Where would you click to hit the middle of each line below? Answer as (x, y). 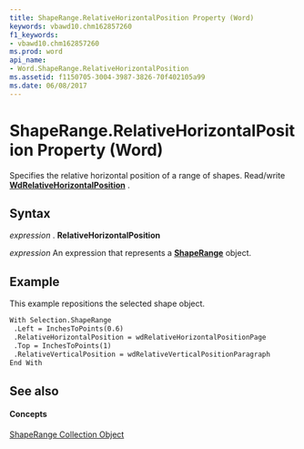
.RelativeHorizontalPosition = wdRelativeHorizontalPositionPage (140, 337)
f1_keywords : (34, 35)
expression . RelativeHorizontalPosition (85, 235)
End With (26, 362)
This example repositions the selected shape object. (107, 304)
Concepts (28, 414)
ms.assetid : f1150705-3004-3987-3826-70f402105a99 (107, 77)
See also (34, 391)
